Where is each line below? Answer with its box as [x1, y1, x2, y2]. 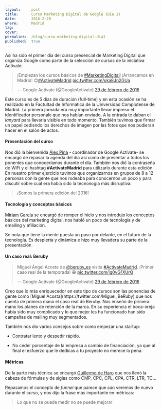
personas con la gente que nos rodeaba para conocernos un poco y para [5, 175, 152, 181]
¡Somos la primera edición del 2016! [17, 190, 89, 196]
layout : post [5, 7, 40, 12]
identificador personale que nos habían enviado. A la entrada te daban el [5, 112, 151, 118]
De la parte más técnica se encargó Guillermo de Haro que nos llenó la [5, 369, 147, 376]
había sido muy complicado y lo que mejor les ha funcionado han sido [5, 309, 145, 315]
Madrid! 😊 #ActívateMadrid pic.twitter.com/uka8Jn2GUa [17, 77, 130, 83]
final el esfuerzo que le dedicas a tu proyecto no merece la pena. [12, 348, 143, 354]
